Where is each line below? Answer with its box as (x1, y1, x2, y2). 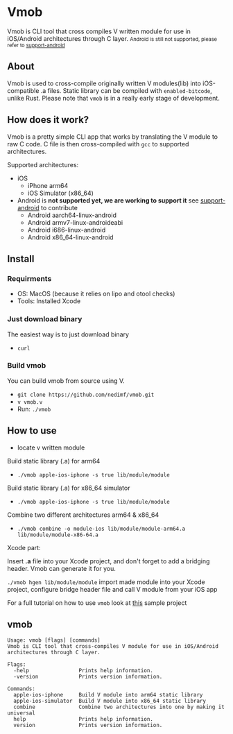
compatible (7, 86, 40, 94)
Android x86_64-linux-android (27, 233, 114, 241)
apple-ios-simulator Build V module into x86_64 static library (13, 698, 207, 705)
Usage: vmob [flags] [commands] (7, 637, 101, 644)
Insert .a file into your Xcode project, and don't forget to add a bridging (7, 556, 210, 565)
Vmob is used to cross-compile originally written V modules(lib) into (7, 79, 201, 87)
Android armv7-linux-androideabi (27, 218, 123, 226)
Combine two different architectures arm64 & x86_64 (7, 511, 159, 519)
